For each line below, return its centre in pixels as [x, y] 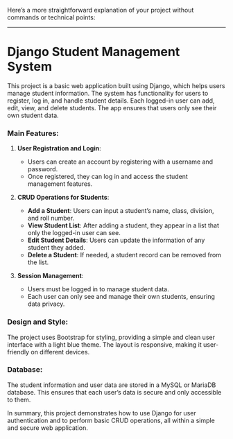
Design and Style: [38, 322]
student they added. [56, 248]
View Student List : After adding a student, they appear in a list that [123, 225]
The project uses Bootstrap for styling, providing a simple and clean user [111, 337]
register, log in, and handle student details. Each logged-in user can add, [111, 101]
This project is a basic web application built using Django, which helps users [116, 85]
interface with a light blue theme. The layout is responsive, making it [105, 344]
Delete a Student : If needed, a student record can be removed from [124, 255]
